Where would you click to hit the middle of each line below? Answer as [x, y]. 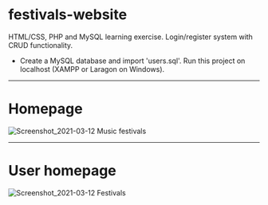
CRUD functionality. [41, 45]
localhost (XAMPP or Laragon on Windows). [92, 69]
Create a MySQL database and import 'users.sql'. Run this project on [132, 61]
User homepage [63, 171]
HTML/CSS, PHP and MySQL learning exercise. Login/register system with [131, 37]
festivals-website [68, 15]
